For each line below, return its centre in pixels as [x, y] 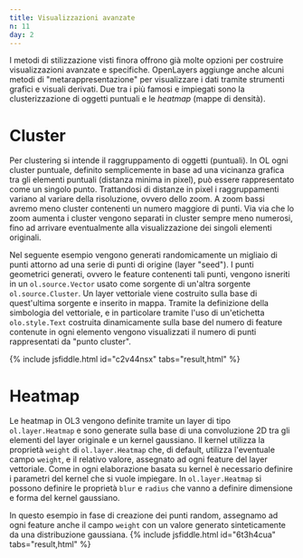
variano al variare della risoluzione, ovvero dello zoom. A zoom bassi [137, 199]
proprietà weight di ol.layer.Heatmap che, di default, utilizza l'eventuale [142, 450]
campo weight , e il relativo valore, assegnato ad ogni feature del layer [139, 459]
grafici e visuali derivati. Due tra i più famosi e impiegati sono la [128, 89]
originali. [26, 237]
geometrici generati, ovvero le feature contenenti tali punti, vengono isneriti [150, 274]
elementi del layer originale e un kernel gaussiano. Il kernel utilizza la [137, 440]
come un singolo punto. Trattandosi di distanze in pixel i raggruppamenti [144, 189]
